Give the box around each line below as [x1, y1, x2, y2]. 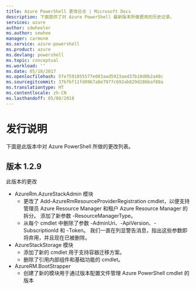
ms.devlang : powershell [6, 52, 64, 58]
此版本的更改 [6, 178, 37, 185]
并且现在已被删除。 [43, 234, 91, 241]
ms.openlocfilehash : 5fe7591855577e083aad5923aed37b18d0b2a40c [6, 74, 164, 79]
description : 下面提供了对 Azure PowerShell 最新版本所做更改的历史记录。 [6, 14, 174, 20]
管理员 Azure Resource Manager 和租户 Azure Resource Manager [23, 205, 181, 212]
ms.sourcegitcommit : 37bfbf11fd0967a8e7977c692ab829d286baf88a [6, 79, 164, 85]
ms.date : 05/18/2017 [6, 68, 57, 74]
